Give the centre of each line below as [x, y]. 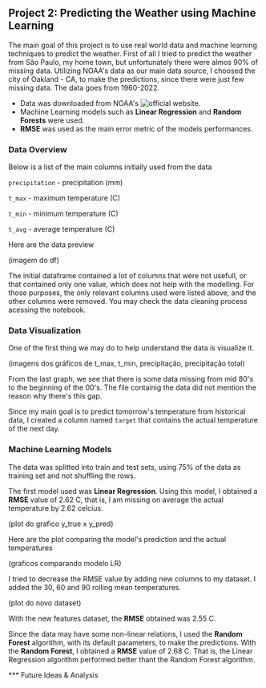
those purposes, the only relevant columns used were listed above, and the [132, 293]
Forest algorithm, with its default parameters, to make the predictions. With [132, 642]
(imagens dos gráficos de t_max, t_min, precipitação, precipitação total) [127, 363]
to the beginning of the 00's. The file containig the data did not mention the [132, 387]
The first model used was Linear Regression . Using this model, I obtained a [133, 491]
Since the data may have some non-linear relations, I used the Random [125, 633]
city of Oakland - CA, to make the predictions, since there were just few [126, 79]
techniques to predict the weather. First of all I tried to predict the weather [130, 53]
